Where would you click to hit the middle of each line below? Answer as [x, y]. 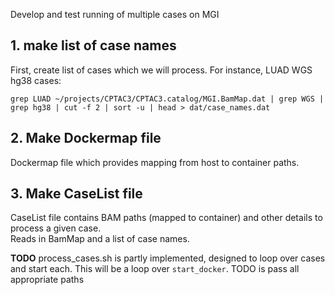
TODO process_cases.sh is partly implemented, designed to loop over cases [168, 258]
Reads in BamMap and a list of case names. [100, 239]
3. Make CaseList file [76, 194]
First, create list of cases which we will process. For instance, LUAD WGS [161, 70]
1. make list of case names [93, 45]
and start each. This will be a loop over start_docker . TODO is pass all [155, 269]
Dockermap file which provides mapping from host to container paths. [155, 162]
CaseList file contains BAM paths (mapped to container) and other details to [166, 218]
